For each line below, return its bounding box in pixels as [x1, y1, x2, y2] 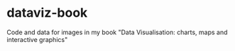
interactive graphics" [6, 35, 68, 43]
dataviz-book [6, 5, 88, 21]
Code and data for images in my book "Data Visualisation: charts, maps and [6, 28, 228, 36]
